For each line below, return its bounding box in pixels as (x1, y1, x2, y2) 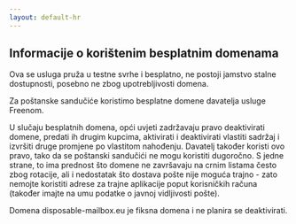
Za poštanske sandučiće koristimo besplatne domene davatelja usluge (9, 96, 266, 106)
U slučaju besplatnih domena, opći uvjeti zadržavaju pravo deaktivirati (9, 122, 266, 133)
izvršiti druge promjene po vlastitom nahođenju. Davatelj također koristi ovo (9, 141, 285, 151)
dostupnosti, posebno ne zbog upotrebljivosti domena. (9, 79, 209, 89)
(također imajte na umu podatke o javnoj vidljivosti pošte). (9, 188, 220, 199)
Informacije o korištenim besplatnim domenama (9, 46, 279, 61)
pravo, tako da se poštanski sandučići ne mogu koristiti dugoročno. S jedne (9, 151, 284, 161)
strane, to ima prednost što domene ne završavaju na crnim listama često (9, 160, 277, 171)
